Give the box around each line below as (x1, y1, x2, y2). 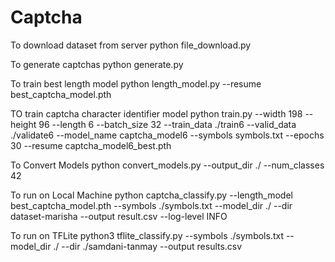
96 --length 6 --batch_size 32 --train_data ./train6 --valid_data (38, 118, 297, 130)
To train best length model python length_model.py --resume (10, 77, 262, 90)
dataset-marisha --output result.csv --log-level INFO (10, 210, 228, 222)
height (10, 118, 37, 130)
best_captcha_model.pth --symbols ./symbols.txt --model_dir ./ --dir (10, 199, 293, 211)
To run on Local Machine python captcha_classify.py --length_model (10, 189, 293, 201)
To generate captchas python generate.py (10, 58, 184, 70)
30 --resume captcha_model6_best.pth (10, 139, 172, 151)
